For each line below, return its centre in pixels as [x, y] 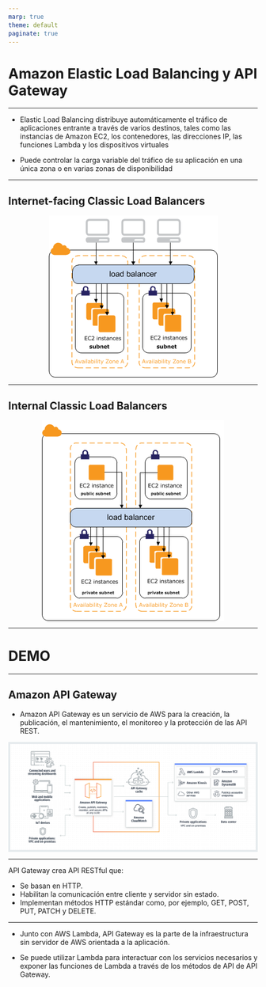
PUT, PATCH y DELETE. [58, 911]
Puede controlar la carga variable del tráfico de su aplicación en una [131, 160]
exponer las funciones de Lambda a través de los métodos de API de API [139, 966]
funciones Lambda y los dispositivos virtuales [94, 145]
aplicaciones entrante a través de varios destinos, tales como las [125, 128]
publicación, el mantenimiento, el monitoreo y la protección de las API [133, 722]
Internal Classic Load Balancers [88, 406]
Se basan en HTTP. [51, 886]
